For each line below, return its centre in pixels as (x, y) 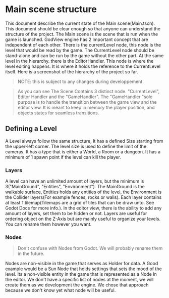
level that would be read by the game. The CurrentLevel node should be (80, 50)
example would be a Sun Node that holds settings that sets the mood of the (84, 269)
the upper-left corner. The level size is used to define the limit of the (76, 146)
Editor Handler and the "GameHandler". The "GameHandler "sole (85, 97)
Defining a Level (31, 129)
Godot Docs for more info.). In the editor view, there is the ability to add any (83, 208)
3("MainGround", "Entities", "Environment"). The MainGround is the (75, 187)
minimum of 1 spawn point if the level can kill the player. (63, 157)
